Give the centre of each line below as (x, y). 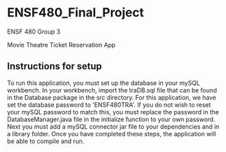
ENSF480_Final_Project (76, 13)
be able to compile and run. (46, 141)
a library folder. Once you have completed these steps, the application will (112, 134)
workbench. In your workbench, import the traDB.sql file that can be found (112, 90)
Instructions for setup (55, 66)
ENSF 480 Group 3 (34, 31)
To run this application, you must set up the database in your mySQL (104, 83)
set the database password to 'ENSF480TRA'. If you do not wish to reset (109, 105)
